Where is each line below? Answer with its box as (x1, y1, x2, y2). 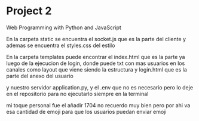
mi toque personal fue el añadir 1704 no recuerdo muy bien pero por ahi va (6, 101, 191, 108)
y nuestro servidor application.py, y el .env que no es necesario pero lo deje (6, 83, 193, 91)
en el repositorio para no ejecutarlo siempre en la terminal (6, 90, 149, 97)
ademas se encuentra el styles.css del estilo (6, 42, 115, 49)
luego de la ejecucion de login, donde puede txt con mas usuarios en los (6, 60, 185, 67)
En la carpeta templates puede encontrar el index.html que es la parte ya (6, 53, 185, 60)
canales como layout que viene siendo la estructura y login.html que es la (6, 66, 187, 73)
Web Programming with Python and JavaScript (6, 24, 121, 31)
